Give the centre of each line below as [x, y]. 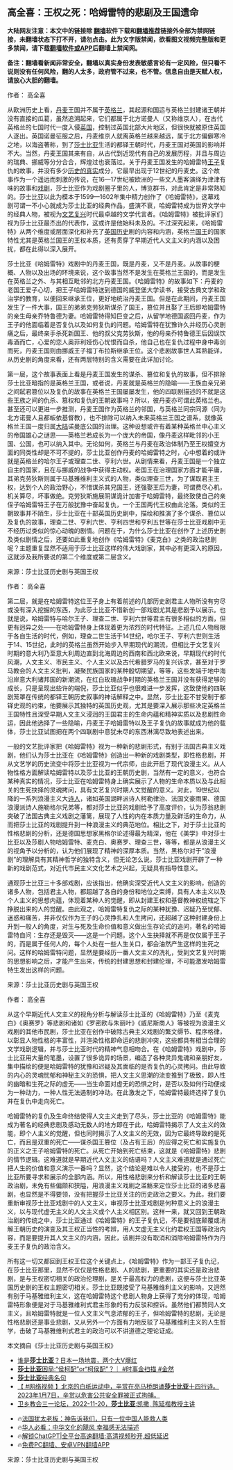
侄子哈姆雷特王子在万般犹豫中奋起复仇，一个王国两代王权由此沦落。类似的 [113, 504]
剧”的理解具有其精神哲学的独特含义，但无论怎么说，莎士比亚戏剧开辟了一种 [115, 859]
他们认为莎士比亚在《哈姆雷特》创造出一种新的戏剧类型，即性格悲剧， [119, 755]
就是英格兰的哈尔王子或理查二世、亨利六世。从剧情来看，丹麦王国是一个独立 [116, 461]
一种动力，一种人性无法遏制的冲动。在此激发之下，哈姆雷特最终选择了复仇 [119, 1092]
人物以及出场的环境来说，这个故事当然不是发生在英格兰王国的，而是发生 [122, 272]
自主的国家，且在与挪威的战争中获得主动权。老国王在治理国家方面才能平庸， [116, 470]
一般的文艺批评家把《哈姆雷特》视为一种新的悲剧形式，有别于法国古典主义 [113, 746]
